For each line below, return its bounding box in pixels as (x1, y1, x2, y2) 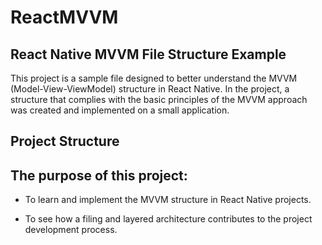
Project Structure (10, 133, 120, 150)
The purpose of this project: (10, 167, 188, 184)
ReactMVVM (10, 6, 119, 29)
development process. (24, 224, 118, 236)
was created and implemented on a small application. (10, 104, 230, 116)
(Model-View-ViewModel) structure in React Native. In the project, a (10, 83, 290, 95)
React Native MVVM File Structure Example (10, 46, 287, 63)
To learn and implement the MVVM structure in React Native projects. (24, 194, 312, 206)
